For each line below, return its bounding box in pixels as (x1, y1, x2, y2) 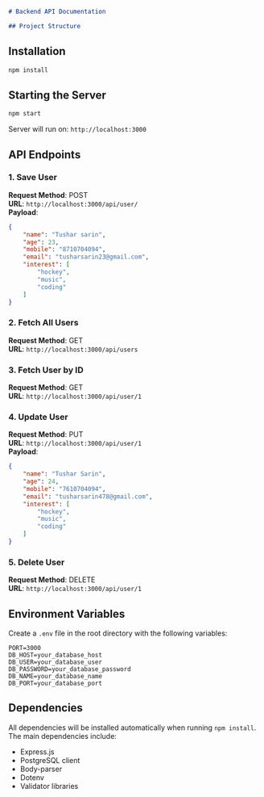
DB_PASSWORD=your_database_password (8, 665, 131, 673)
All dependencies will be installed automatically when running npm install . (8, 723, 257, 732)
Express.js (19, 747, 55, 757)
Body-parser (19, 764, 63, 774)
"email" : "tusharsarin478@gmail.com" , (23, 493, 153, 501)
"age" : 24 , (23, 477, 60, 486)
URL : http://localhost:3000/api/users (8, 344, 138, 354)
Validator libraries (19, 781, 79, 791)
